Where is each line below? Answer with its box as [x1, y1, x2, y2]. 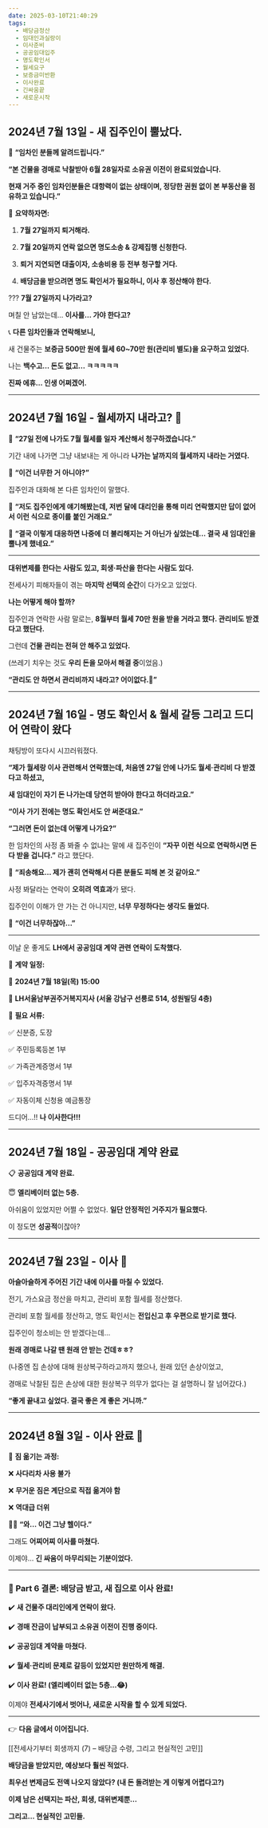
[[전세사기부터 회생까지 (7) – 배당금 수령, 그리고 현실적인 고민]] [8, 1743, 203, 1753]
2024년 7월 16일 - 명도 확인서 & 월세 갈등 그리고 [8, 708, 232, 722]
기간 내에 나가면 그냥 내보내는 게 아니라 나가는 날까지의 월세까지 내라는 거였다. [8, 450, 250, 460]
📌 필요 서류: [8, 1011, 45, 1020]
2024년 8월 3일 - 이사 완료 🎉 [8, 1429, 144, 1442]
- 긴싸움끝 [15, 85, 45, 94]
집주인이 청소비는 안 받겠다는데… [8, 1328, 111, 1338]
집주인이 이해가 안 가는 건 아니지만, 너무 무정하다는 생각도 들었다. [8, 901, 210, 911]
